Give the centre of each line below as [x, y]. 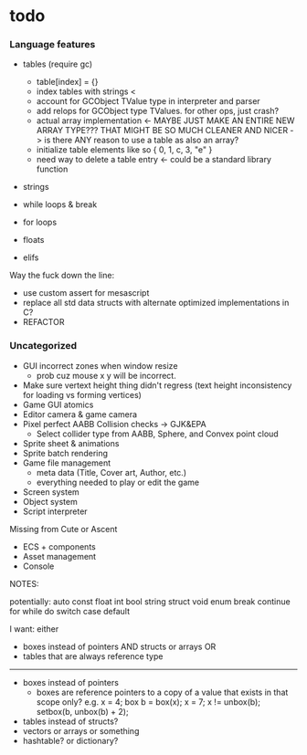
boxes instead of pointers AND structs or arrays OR [119, 646]
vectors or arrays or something [81, 730]
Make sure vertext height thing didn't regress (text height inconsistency [157, 385]
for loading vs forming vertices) [82, 394]
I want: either [34, 629]
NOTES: [24, 583]
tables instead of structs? [70, 721]
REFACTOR [43, 322]
